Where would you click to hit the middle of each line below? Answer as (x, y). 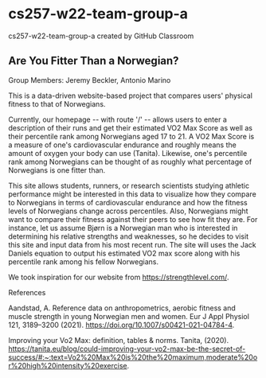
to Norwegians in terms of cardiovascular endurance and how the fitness (128, 202)
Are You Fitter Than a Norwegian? (94, 61)
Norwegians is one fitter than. (57, 170)
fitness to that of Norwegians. (57, 103)
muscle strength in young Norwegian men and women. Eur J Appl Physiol (129, 316)
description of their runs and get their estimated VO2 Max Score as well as (131, 127)
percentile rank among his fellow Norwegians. (84, 261)
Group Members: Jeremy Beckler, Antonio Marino (90, 80)
